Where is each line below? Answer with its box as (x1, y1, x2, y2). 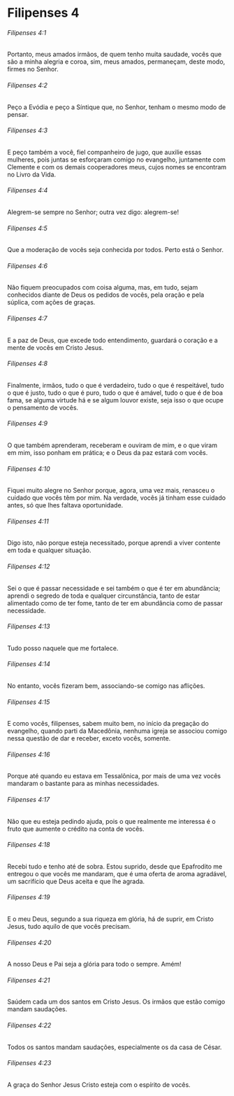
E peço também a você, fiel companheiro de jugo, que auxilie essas (7, 148, 202, 156)
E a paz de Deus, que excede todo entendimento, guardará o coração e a (7, 336, 218, 344)
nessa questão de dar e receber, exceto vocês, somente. (7, 734, 171, 743)
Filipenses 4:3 (7, 126, 47, 134)
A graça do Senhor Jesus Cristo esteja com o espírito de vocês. (7, 1080, 191, 1089)
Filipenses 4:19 (7, 893, 50, 901)
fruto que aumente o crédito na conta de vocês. (7, 824, 145, 833)
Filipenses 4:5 (7, 224, 47, 232)
